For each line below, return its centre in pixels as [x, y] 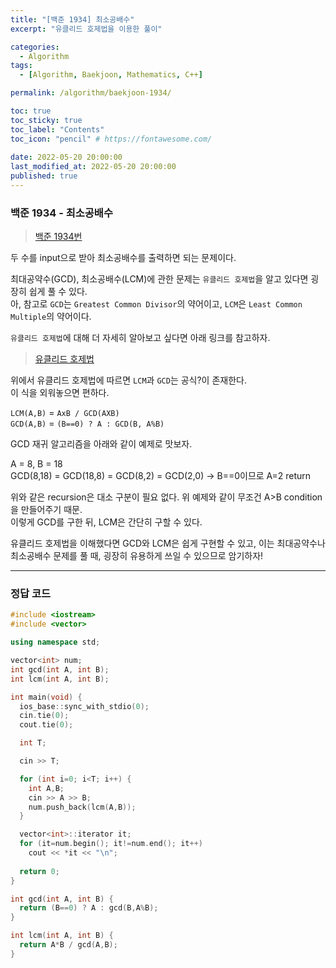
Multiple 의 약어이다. [51, 317]
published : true [44, 176]
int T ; [33, 743]
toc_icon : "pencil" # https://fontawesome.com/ [111, 139]
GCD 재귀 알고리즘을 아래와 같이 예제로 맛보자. [101, 444]
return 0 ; [39, 871]
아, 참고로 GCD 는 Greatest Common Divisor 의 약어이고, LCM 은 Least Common [156, 304]
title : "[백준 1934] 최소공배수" [72, 19]
